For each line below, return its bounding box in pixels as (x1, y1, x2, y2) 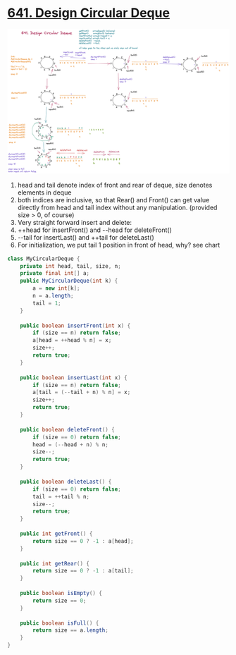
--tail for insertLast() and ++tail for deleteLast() (17, 233, 155, 241)
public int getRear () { (20, 560, 90, 567)
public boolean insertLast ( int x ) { (20, 374, 128, 381)
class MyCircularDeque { (7, 255, 80, 262)
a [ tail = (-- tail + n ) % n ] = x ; (32, 389, 131, 396)
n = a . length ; (32, 293, 74, 300)
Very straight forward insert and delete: (17, 218, 132, 226)
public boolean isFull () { (20, 619, 99, 627)
